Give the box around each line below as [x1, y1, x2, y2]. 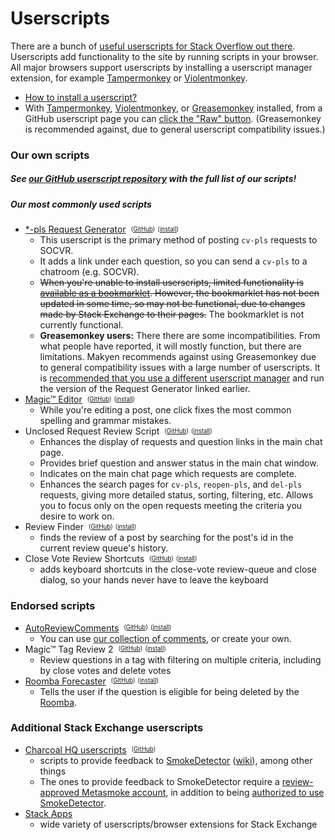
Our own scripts [10, 148, 90, 162]
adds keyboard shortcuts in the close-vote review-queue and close [39, 563, 317, 576]
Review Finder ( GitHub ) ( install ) [24, 521, 137, 533]
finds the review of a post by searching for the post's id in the [39, 532, 294, 544]
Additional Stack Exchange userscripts [10, 721, 204, 735]
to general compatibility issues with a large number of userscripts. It [39, 362, 321, 374]
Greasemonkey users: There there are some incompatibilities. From [39, 330, 321, 342]
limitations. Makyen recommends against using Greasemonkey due [39, 351, 317, 363]
